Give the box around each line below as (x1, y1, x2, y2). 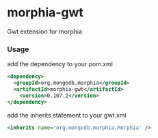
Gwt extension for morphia (7, 27, 83, 36)
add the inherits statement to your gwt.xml (7, 111, 127, 119)
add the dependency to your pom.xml (7, 60, 113, 68)
